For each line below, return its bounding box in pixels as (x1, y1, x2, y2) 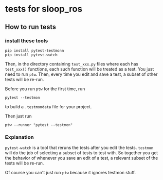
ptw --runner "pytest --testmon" (5, 122, 73, 127)
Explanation (5, 133, 34, 140)
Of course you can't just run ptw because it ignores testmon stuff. (5, 170, 136, 176)
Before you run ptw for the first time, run (5, 86, 85, 92)
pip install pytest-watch (5, 52, 57, 57)
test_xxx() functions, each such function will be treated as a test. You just (5, 66, 154, 72)
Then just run (5, 113, 32, 119)
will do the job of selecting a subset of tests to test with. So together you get (5, 150, 158, 156)
